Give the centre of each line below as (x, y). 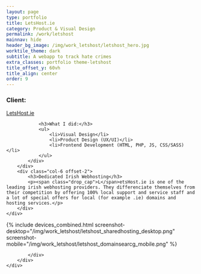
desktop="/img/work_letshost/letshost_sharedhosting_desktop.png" (91, 231)
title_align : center (32, 73)
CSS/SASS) (172, 145)
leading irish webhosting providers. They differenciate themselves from (101, 187)
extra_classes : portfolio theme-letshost (59, 62)
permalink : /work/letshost (40, 34)
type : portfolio (26, 17)
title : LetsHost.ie (31, 23)
